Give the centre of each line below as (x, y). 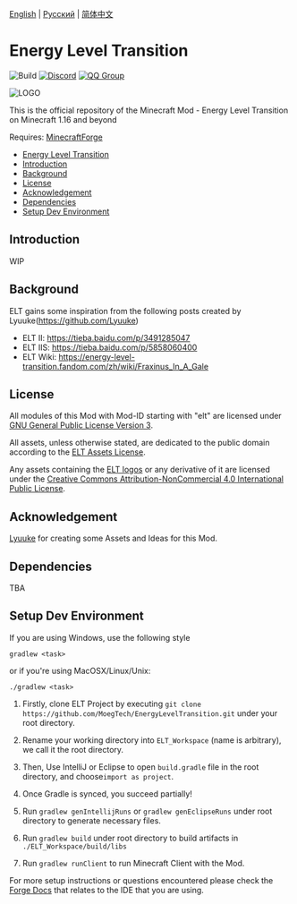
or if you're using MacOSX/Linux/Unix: (80, 670)
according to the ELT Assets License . (77, 452)
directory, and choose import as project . (98, 776)
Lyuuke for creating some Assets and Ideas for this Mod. (113, 538)
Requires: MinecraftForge (56, 137)
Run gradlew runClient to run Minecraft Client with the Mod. (133, 863)
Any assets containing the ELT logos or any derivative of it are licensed (140, 470)
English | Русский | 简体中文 (61, 14)
